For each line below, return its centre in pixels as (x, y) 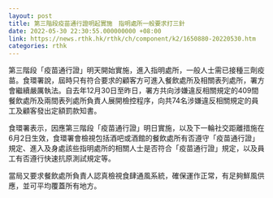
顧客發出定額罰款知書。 (62, 111)
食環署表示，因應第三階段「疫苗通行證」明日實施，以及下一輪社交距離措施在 (136, 128)
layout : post (30, 16)
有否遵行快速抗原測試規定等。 (65, 158)
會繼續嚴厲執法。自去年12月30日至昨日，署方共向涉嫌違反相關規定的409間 (134, 91)
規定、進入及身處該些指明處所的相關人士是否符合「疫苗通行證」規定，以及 (133, 148)
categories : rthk (38, 46)
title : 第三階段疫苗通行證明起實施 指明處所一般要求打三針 (97, 24)
